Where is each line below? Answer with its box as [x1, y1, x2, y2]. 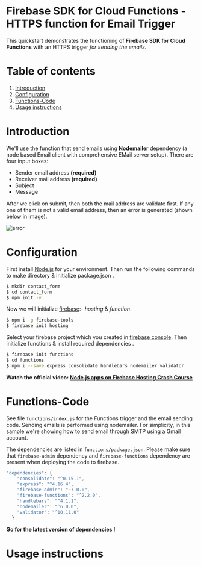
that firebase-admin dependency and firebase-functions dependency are [6, 452, 191, 459]
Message [14, 188, 38, 195]
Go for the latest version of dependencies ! [6, 526, 116, 533]
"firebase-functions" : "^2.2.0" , [17, 493, 101, 499]
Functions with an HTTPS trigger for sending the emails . [6, 43, 147, 51]
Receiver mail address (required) [14, 175, 97, 182]
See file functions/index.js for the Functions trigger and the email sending [6, 414, 193, 422]
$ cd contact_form [6, 289, 52, 295]
